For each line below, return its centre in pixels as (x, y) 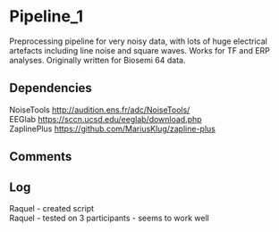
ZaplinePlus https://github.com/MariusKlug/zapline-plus (113, 128)
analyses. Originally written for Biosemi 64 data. (97, 60)
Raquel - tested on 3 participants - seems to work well (110, 218)
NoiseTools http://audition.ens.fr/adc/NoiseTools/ (100, 110)
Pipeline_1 (46, 17)
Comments (41, 157)
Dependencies (51, 88)
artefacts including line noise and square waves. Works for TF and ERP (140, 50)
